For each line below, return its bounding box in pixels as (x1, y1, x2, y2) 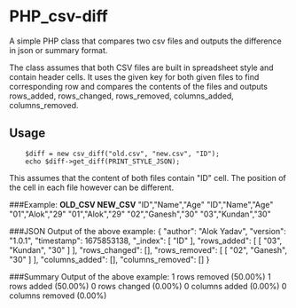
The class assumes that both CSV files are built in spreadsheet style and (9, 62, 274, 73)
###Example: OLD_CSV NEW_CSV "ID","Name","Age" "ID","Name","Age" (9, 199, 274, 209)
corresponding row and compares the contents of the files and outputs (9, 81, 269, 91)
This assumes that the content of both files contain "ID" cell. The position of (9, 172, 286, 183)
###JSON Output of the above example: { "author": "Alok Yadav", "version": (9, 225, 286, 236)
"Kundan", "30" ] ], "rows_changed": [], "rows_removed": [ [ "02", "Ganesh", (9, 244, 288, 255)
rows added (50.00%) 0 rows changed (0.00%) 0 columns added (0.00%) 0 (9, 280, 287, 291)
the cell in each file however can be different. (9, 182, 175, 193)
